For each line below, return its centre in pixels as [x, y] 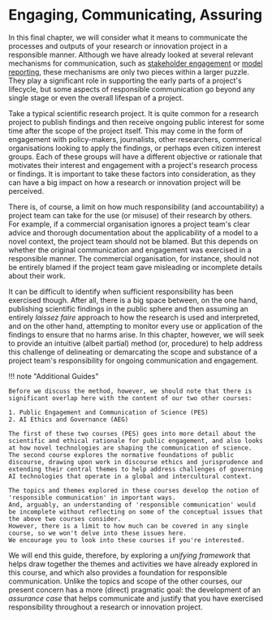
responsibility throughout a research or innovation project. [106, 607]
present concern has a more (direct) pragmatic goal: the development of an [135, 589]
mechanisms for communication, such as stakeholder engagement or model [136, 63]
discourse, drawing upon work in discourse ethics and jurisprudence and [136, 462]
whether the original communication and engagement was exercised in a [130, 250]
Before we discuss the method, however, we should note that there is [130, 391]
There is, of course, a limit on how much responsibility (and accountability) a [136, 207]
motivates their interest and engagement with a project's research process [133, 165]
